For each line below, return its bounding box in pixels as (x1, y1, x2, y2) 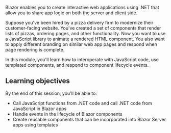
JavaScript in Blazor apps (12, 105, 67, 112)
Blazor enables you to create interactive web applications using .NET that (5, 5, 159, 10)
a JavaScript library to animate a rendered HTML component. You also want (5, 36, 165, 42)
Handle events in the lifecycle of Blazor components (12, 111, 123, 117)
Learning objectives (5, 76, 70, 86)
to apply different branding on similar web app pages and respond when (5, 41, 157, 47)
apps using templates (12, 122, 58, 128)
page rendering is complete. (5, 47, 65, 52)
